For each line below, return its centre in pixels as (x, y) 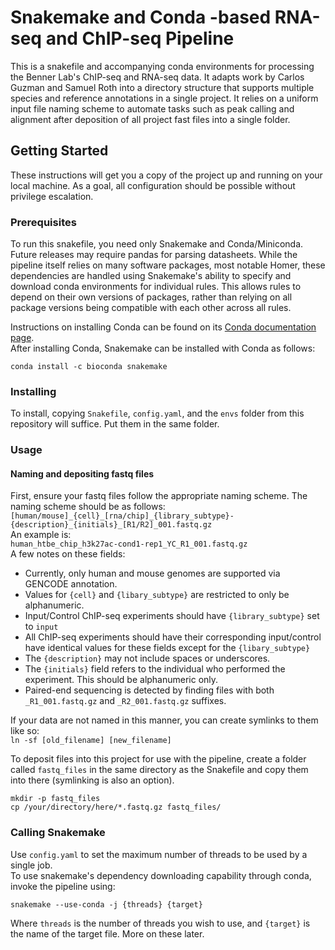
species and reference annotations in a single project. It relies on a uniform (164, 98)
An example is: (41, 535)
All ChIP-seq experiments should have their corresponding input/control (173, 637)
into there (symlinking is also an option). (92, 780)
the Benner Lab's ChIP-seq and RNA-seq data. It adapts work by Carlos (157, 77)
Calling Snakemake (58, 833)
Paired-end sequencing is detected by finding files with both (149, 690)
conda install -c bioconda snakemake (89, 367)
